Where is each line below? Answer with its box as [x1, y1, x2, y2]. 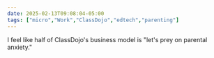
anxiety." [7, 43, 33, 51]
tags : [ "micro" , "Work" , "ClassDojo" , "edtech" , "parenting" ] [7, 17, 179, 23]
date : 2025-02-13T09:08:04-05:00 [7, 10, 105, 17]
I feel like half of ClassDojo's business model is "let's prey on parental [7, 35, 208, 43]
